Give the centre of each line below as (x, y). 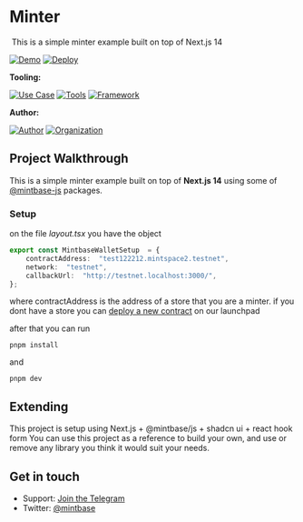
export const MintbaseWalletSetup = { (85, 251)
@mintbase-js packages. (56, 190)
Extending (39, 407)
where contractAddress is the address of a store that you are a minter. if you (152, 301)
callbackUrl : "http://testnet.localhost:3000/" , (122, 276)
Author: (24, 112)
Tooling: (25, 77)
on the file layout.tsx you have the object (85, 234)
